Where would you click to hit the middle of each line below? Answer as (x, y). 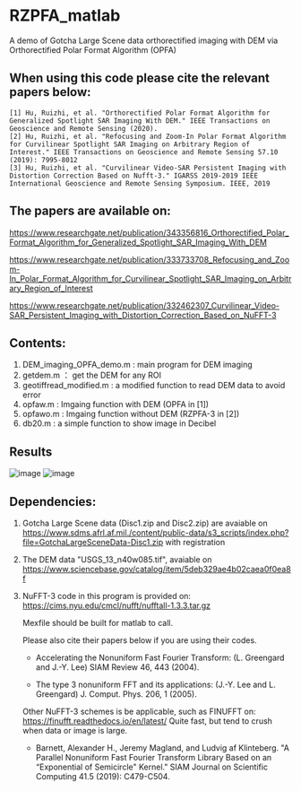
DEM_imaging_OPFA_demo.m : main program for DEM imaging (137, 365)
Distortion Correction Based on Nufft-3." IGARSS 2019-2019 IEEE (133, 176)
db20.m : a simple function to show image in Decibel (119, 423)
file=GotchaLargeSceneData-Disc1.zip (93, 542)
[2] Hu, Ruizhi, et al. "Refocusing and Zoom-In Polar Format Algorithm (148, 136)
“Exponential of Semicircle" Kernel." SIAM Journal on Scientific (152, 767)
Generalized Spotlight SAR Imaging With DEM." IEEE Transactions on (140, 121)
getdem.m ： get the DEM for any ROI (92, 375)
